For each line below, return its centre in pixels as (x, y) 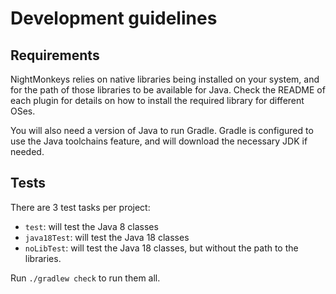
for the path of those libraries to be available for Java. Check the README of (168, 90)
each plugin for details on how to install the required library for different (157, 100)
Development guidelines (114, 18)
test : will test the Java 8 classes (91, 226)
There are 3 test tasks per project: (80, 207)
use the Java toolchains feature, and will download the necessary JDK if (159, 141)
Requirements (55, 55)
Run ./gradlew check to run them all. (85, 278)
